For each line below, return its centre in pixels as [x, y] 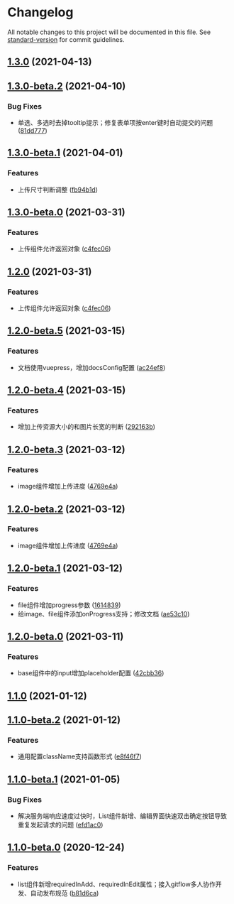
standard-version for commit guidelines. [66, 39]
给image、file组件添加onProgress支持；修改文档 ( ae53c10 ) [104, 614]
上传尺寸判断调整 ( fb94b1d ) [57, 190]
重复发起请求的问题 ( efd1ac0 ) [60, 824]
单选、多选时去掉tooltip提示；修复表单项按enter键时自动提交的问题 [115, 123]
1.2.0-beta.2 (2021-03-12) [66, 509]
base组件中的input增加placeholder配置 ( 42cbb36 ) [91, 673]
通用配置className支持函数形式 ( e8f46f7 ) [79, 756]
